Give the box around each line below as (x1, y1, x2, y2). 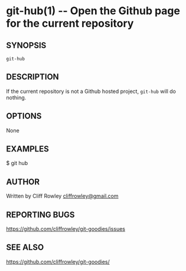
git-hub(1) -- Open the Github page (6, 4, 180, 18)
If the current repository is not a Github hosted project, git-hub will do (6, 88, 176, 95)
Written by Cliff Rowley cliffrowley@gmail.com (6, 192, 119, 199)
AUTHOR (6, 176, 40, 187)
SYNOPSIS (6, 40, 47, 50)
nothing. (6, 93, 27, 101)
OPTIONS (6, 111, 42, 121)
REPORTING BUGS (6, 209, 75, 220)
